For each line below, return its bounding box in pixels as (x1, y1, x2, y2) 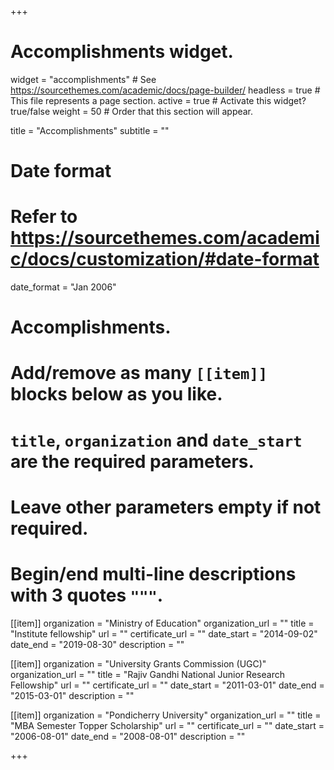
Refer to (10, 206, 78, 228)
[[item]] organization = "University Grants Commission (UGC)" (10, 657, 267, 670)
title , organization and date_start (10, 429, 303, 451)
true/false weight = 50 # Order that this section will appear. (10, 105, 254, 117)
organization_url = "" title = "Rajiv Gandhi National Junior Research (10, 668, 285, 680)
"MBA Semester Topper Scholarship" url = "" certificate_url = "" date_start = (10, 719, 325, 731)
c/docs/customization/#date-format (10, 248, 320, 271)
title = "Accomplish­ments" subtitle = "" (10, 124, 170, 136)
